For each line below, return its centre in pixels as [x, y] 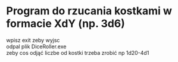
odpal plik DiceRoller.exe [36, 46]
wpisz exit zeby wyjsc [33, 40]
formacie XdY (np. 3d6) [65, 24]
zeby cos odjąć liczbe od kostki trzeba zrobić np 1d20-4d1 [78, 52]
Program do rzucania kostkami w [89, 11]
